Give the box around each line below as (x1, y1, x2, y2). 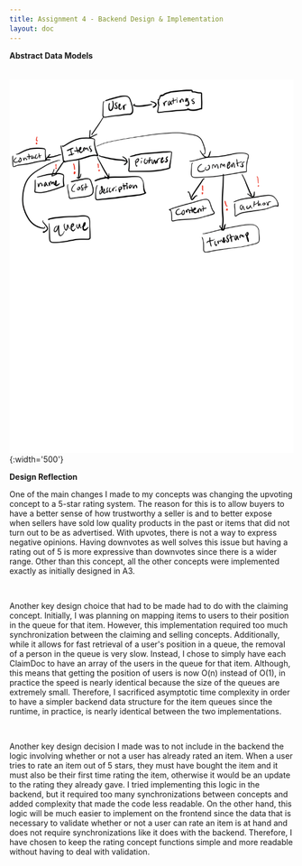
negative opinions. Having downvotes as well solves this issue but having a (9, 537, 288, 548)
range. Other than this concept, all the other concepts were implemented (9, 556, 279, 567)
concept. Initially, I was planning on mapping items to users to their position (9, 610, 289, 621)
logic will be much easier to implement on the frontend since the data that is (9, 808, 291, 818)
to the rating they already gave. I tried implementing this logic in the (9, 779, 260, 789)
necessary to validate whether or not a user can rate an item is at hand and (9, 817, 288, 828)
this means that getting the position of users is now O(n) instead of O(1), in (9, 668, 286, 678)
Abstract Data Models (9, 50, 93, 60)
